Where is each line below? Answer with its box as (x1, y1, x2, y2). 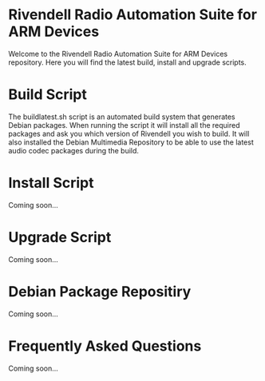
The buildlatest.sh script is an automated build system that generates (8, 112, 235, 121)
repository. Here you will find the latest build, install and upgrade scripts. (8, 58, 247, 67)
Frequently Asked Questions (8, 337, 202, 355)
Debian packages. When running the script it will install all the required (8, 120, 240, 129)
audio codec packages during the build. (8, 145, 140, 155)
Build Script (8, 85, 88, 104)
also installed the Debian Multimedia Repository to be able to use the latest (8, 137, 254, 147)
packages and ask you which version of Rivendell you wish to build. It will (8, 129, 250, 138)
